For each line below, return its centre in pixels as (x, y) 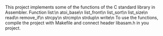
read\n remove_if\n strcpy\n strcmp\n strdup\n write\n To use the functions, (82, 18)
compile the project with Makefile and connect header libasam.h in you (77, 23)
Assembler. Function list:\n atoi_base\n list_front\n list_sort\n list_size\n (77, 12)
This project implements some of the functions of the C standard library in (80, 7)
